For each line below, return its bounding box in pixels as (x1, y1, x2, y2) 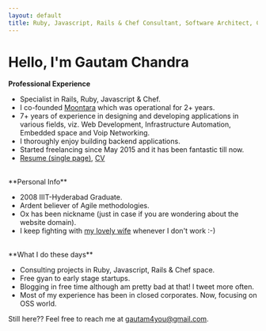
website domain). (19, 218, 77, 227)
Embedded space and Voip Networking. (19, 128, 150, 138)
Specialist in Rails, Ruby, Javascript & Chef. (19, 94, 161, 104)
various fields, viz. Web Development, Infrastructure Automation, (19, 120, 231, 129)
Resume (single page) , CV (19, 154, 105, 163)
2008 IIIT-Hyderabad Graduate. (19, 192, 123, 202)
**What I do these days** (8, 250, 93, 260)
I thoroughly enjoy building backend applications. (19, 136, 180, 146)
